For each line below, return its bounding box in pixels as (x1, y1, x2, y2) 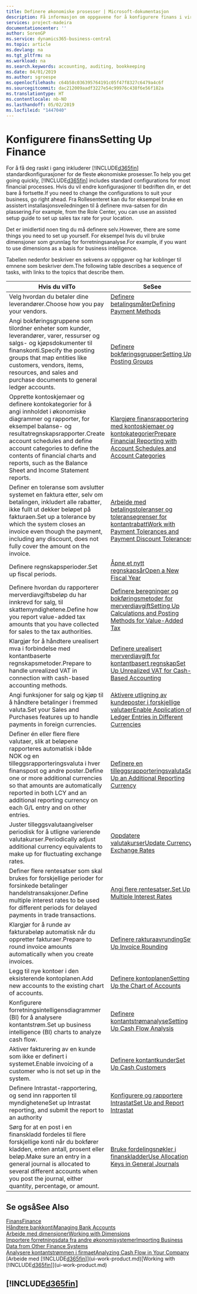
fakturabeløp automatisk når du (9, 928, 96, 936)
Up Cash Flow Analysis (110, 1024, 174, 1032)
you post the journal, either (9, 1174, 83, 1183)
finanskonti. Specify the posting (9, 346, 95, 355)
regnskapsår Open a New (110, 567, 179, 575)
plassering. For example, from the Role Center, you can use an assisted (6, 209, 177, 216)
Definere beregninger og (110, 587, 179, 595)
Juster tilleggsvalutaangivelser (9, 820, 94, 829)
